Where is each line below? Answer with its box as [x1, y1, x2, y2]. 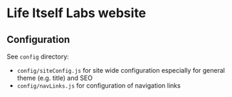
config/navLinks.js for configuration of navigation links [16, 81, 181, 90]
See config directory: [6, 52, 69, 61]
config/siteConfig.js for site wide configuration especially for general [16, 66, 226, 74]
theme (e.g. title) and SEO [16, 73, 93, 82]
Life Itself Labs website [6, 5, 147, 21]
